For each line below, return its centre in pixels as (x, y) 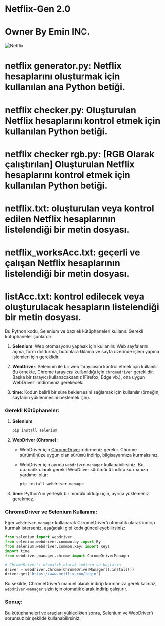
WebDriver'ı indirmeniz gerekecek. (48, 383)
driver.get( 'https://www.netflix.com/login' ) (53, 574)
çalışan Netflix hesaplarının (63, 263)
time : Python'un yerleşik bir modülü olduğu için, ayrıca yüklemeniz (81, 494)
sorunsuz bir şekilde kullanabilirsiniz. (43, 618)
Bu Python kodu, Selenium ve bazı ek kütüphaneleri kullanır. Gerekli (74, 331)
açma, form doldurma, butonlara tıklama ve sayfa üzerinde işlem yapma (85, 352)
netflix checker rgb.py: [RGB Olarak (80, 154)
